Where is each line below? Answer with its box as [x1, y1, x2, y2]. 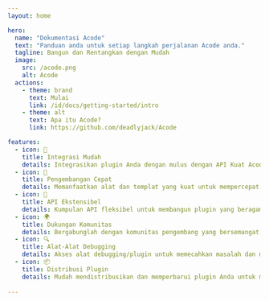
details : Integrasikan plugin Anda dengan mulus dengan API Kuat [22, 160, 246, 169]
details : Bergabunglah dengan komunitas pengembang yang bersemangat [22, 228, 260, 236]
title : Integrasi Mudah [22, 153, 102, 161]
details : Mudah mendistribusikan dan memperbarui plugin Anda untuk [22, 273, 256, 281]
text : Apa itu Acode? [28, 116, 102, 125]
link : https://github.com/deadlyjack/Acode [28, 124, 177, 132]
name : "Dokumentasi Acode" [14, 34, 105, 42]
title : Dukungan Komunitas [22, 221, 112, 229]
